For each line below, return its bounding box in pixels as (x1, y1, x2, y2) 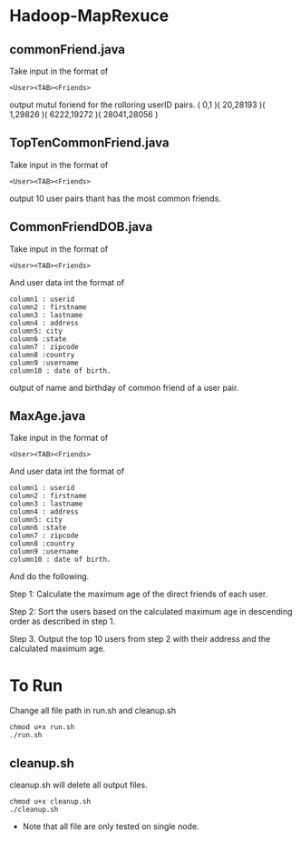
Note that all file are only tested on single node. (22, 821, 199, 832)
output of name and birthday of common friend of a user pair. (9, 382, 239, 393)
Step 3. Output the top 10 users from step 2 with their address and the (9, 634, 271, 645)
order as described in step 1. (9, 616, 116, 627)
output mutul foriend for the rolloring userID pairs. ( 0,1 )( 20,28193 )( (9, 99, 266, 110)
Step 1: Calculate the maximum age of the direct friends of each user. (9, 588, 268, 600)
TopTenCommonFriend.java (9, 135, 170, 151)
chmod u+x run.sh (9, 723, 75, 732)
